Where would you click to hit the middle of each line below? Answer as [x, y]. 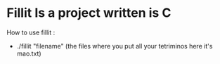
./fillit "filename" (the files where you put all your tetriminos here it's [115, 46]
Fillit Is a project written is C [89, 13]
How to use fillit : [31, 32]
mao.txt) [29, 53]
